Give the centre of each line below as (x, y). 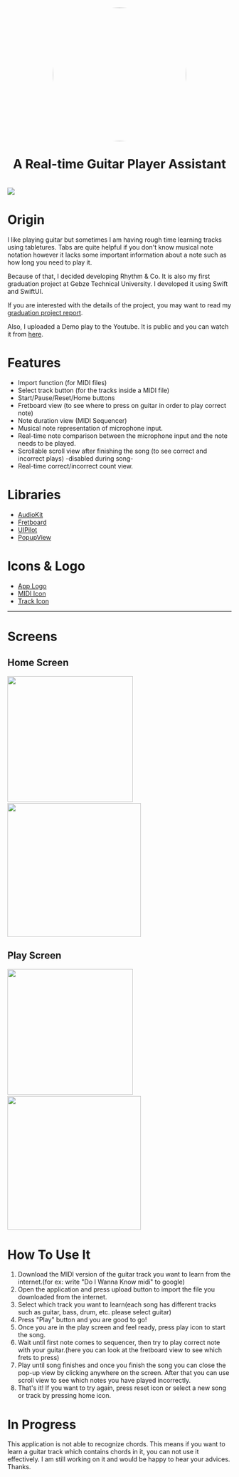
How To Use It (49, 1254)
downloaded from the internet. (62, 1297)
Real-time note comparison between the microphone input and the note (122, 436)
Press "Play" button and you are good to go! (82, 1320)
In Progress (42, 1425)
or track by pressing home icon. (64, 1396)
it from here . (26, 334)
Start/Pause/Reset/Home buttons (66, 398)
